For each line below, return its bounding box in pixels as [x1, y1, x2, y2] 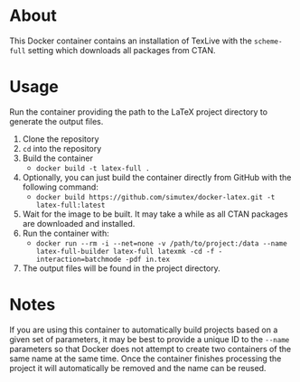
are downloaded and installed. [22, 218, 136, 228]
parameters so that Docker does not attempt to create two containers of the [9, 343, 292, 354]
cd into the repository [22, 143, 102, 154]
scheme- [254, 37, 283, 46]
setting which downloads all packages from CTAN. [27, 44, 216, 55]
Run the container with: [22, 228, 110, 238]
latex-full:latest [35, 200, 106, 210]
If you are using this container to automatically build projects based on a [9, 324, 278, 335]
